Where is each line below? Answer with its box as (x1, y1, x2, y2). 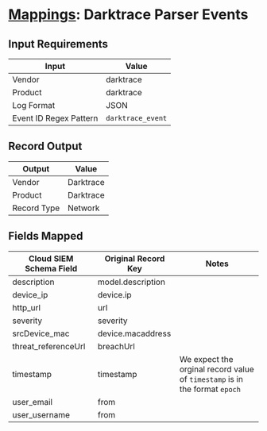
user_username (12, 409, 70, 420)
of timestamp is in (179, 373, 244, 384)
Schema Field (25, 263, 78, 274)
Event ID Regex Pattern (12, 113, 99, 124)
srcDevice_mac (12, 328, 70, 339)
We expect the (179, 353, 234, 364)
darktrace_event (106, 114, 168, 122)
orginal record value (179, 364, 254, 375)
